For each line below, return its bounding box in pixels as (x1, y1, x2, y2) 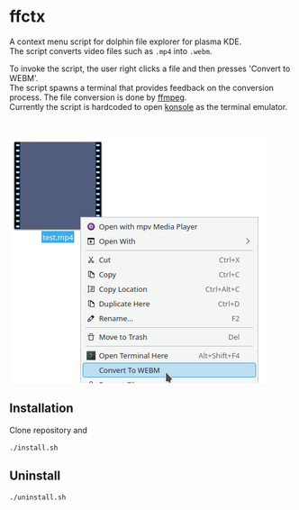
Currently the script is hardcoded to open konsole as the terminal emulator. (9, 101, 288, 112)
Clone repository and (9, 424, 88, 435)
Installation (9, 401, 74, 416)
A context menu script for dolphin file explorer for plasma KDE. (9, 36, 242, 47)
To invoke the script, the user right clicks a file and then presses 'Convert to (9, 63, 291, 74)
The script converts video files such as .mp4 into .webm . (9, 45, 213, 56)
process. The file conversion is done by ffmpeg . (9, 92, 187, 103)
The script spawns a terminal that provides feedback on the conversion (9, 82, 275, 93)
